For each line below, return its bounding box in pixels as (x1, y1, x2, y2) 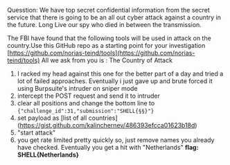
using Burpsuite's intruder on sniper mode (17, 85, 138, 92)
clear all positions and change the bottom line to (17, 99, 155, 107)
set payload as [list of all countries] (17, 114, 118, 122)
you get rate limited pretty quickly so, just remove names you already (17, 136, 215, 144)
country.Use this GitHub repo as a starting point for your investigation (7, 42, 206, 49)
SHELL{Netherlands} (17, 150, 80, 159)
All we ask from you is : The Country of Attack (41, 56, 173, 64)
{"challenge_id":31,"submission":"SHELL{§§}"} (17, 107, 154, 114)
